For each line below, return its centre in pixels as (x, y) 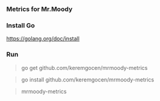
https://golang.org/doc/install (43, 39)
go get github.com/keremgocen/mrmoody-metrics (84, 68)
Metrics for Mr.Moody (40, 9)
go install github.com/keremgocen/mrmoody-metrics (88, 79)
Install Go (21, 25)
